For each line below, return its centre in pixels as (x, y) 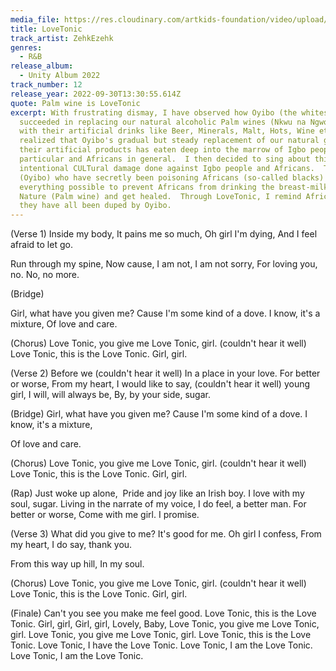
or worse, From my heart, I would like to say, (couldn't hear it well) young (160, 384)
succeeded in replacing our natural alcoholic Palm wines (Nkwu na (163, 122)
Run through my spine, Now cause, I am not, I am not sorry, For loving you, (164, 264)
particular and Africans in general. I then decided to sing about (165, 159)
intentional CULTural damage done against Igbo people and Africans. (167, 168)
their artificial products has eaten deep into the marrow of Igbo (163, 150)
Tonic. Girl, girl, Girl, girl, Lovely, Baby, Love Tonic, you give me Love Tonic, (165, 624)
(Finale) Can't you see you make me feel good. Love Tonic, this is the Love (163, 613)
